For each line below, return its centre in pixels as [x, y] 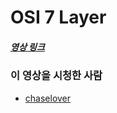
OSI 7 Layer [58, 17]
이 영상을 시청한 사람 [56, 76]
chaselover [48, 98]
